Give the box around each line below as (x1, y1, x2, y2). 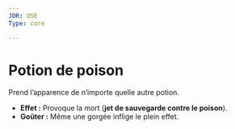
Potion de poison (8, 61, 124, 79)
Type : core (8, 19, 45, 27)
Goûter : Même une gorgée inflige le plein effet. (19, 112, 179, 122)
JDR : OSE (8, 11, 38, 20)
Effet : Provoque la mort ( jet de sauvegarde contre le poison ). (19, 103, 228, 113)
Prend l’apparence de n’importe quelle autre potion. (8, 88, 180, 98)
